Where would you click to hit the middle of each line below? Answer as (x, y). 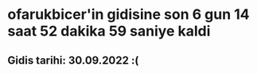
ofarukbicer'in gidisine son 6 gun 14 (128, 15)
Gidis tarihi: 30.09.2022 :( (73, 60)
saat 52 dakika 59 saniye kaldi (109, 31)
